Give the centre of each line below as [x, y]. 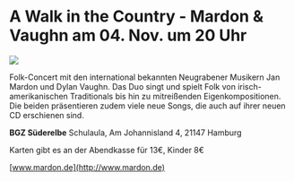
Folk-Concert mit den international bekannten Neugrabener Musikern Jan [145, 77]
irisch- [249, 86]
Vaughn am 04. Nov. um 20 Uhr [128, 35]
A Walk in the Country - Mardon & [137, 17]
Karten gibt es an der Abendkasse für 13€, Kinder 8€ [107, 150]
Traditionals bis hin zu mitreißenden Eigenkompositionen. [176, 96]
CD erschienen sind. [47, 115]
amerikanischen [39, 96]
